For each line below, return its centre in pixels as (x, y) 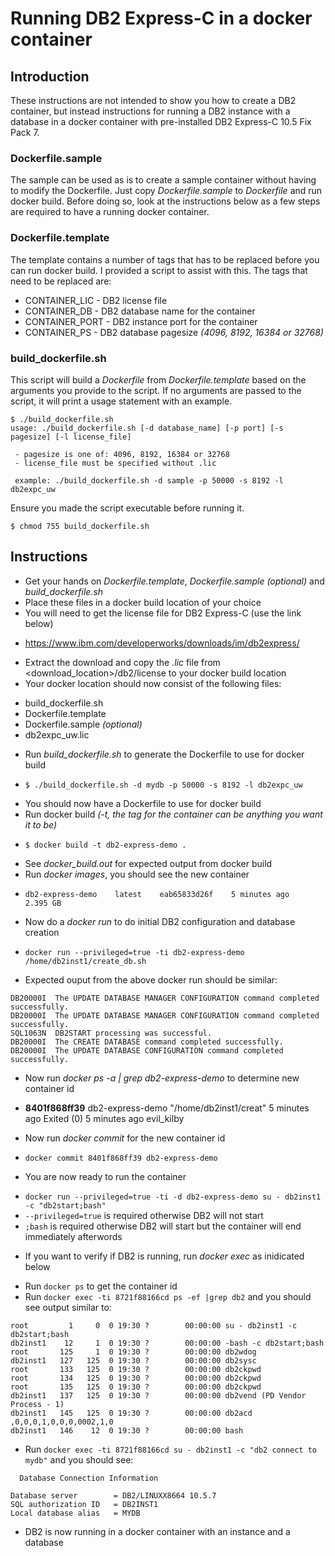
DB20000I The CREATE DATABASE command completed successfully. (147, 1042)
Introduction (50, 76)
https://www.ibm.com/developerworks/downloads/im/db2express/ (162, 643)
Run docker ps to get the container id (101, 1286)
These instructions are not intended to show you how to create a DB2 (153, 100)
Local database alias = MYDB (75, 1513)
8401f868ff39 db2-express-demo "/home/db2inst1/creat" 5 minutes (167, 1108)
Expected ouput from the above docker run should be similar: (151, 979)
